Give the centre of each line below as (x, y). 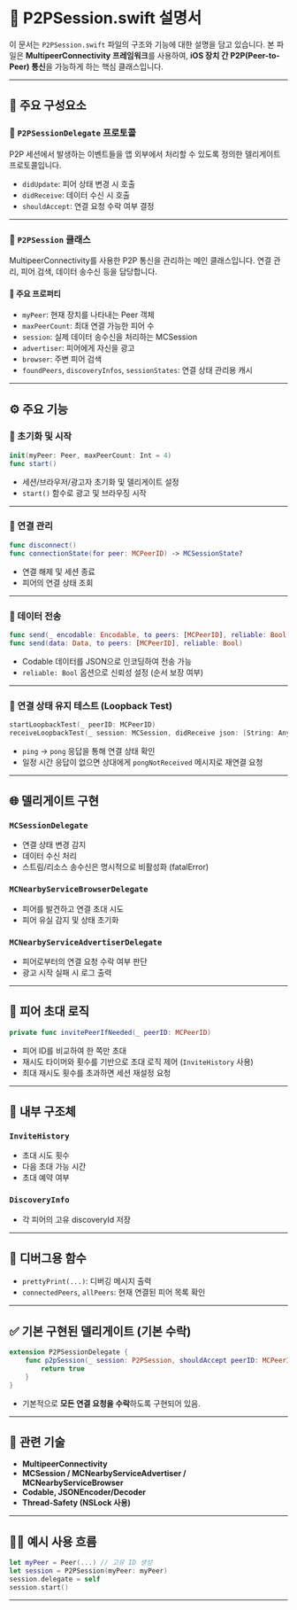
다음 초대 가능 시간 (54, 1167)
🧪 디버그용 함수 (48, 1259)
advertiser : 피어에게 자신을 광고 (78, 348)
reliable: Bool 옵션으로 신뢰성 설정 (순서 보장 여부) (113, 672)
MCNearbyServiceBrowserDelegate (79, 890)
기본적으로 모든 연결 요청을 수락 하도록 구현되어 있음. (111, 1403)
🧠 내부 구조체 (43, 1112)
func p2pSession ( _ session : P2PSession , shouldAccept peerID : (142, 1361)
